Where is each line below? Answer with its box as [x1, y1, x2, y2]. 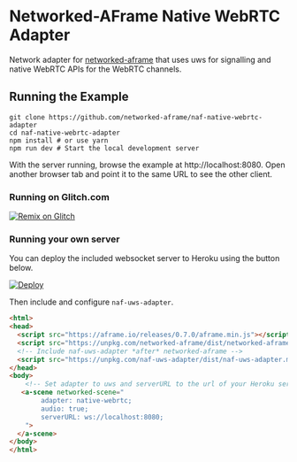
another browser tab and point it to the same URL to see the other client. [9, 168, 272, 179]
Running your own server [9, 233, 120, 245]
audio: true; [41, 404, 89, 413]
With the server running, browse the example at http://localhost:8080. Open [9, 159, 286, 170]
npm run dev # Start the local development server [9, 143, 200, 152]
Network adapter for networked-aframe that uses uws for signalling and [9, 54, 271, 65]
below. [9, 263, 34, 273]
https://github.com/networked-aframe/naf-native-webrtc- [48, 112, 263, 121]
